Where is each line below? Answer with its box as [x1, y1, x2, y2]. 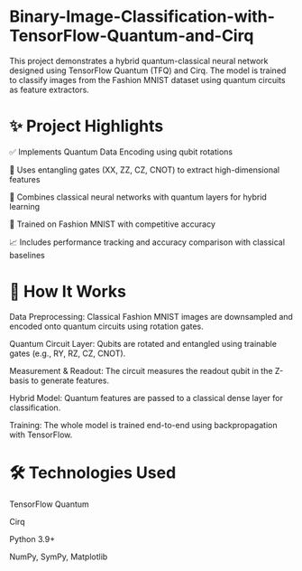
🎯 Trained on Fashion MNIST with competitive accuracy [9, 219, 216, 229]
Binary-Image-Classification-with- [9, 6, 275, 27]
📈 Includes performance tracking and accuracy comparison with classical [9, 237, 286, 248]
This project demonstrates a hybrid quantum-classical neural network [9, 55, 269, 66]
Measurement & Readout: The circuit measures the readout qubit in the [9, 365, 273, 376]
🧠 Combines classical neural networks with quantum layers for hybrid [9, 192, 268, 202]
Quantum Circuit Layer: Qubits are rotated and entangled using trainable [9, 338, 278, 349]
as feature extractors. [9, 84, 90, 95]
